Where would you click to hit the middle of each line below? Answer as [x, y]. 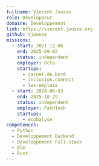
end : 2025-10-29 [38, 97]
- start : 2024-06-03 [37, 91]
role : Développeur [29, 18]
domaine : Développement [36, 23]
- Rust [20, 153]
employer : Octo [36, 63]
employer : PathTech [42, 108]
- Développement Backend [43, 137]
